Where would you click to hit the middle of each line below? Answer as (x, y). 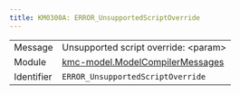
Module (30, 62)
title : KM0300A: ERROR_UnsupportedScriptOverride (105, 18)
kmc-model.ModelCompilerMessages (143, 62)
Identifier (33, 76)
